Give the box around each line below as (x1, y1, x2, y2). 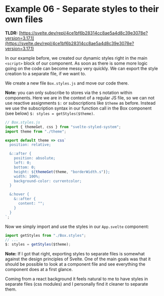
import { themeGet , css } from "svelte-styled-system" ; (5, 124, 121, 129)
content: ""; (18, 201, 45, 206)
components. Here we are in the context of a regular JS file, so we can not (5, 94, 155, 101)
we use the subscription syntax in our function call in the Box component (5, 105, 152, 111)
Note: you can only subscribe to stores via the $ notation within (5, 90, 133, 95)
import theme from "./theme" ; (5, 129, 67, 134)
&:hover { (9, 192, 29, 197)
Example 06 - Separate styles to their (5, 3, 159, 15)
